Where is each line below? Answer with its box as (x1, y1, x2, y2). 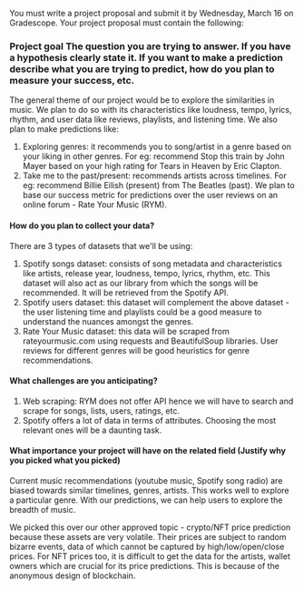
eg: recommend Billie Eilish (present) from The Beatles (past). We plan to (22, 180, 295, 191)
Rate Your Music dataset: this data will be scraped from (22, 325, 230, 336)
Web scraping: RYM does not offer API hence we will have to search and (22, 395, 294, 406)
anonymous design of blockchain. (9, 570, 136, 581)
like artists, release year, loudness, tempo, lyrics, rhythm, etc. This (22, 267, 270, 278)
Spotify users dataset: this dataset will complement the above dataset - (22, 296, 289, 307)
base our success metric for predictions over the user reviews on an (22, 190, 279, 201)
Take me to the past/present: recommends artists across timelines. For (22, 170, 288, 181)
